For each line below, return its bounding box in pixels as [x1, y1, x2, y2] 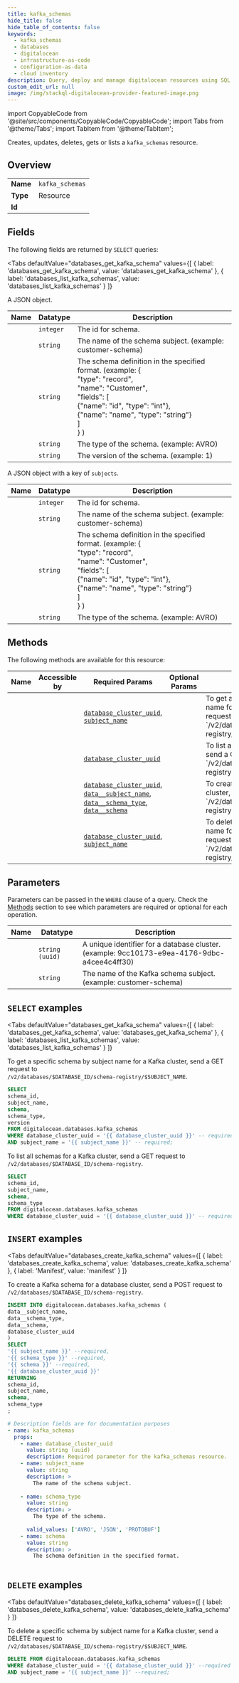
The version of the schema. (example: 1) [77, 450, 213, 460]
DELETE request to [7, 1634, 63, 1642]
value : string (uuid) [26, 1447, 91, 1454]
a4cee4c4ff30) [82, 957, 134, 967]
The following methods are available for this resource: [7, 655, 166, 664]
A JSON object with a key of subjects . [7, 469, 119, 477]
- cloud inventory [14, 70, 69, 77]
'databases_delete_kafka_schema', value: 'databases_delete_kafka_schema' [7, 1605, 231, 1613]
